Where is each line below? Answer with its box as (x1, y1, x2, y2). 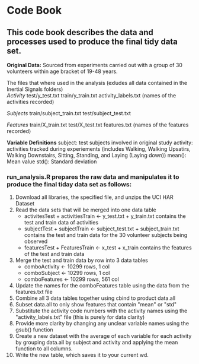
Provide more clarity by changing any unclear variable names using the (15, 320, 189, 327)
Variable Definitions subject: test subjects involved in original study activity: (7, 139, 193, 146)
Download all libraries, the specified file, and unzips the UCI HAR (15, 194, 174, 201)
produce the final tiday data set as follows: (7, 180, 132, 188)
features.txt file (15, 289, 53, 296)
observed (24, 238, 48, 245)
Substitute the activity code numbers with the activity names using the (15, 307, 188, 315)
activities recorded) (7, 99, 54, 105)
